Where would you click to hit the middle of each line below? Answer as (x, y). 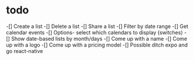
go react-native (25, 51)
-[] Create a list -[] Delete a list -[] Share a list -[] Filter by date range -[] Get (97, 26)
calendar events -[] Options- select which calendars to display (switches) (94, 32)
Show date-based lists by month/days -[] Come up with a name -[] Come (99, 38)
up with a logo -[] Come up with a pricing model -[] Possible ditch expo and (97, 45)
